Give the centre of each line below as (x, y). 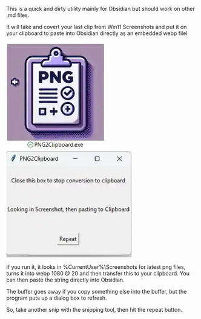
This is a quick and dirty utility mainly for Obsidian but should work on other (100, 9)
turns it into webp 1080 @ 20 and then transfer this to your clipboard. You (98, 273)
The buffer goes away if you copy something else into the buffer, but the (97, 292)
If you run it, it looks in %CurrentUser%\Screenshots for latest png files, (96, 267)
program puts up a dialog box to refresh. (57, 298)
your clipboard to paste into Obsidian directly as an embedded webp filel (97, 33)
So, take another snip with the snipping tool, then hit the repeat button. (94, 310)
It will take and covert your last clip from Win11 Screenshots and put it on (97, 27)
